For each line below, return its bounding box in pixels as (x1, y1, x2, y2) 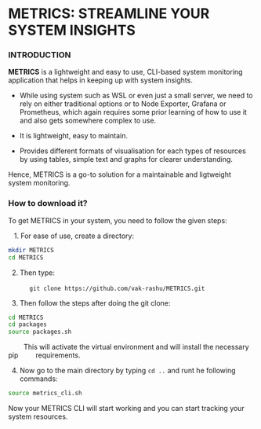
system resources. (8, 412, 68, 421)
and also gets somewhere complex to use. (19, 115, 157, 126)
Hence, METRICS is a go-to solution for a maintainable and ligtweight (8, 170, 231, 179)
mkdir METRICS (8, 246, 55, 254)
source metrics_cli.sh (8, 390, 82, 398)
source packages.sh (8, 328, 72, 336)
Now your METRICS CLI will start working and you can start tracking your (8, 404, 245, 413)
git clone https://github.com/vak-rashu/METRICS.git (29, 284, 205, 292)
